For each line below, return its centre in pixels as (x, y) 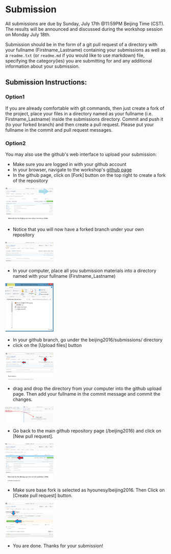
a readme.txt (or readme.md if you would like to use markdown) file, (75, 55)
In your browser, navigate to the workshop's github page (72, 170)
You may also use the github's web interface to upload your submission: (81, 154)
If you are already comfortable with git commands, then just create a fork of (85, 108)
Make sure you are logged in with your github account (69, 164)
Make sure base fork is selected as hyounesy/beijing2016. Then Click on (89, 490)
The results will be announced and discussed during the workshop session (84, 29)
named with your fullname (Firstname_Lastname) (64, 276)
